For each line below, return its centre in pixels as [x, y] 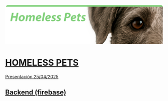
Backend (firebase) [36, 92]
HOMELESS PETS [42, 63]
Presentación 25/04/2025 [32, 76]
